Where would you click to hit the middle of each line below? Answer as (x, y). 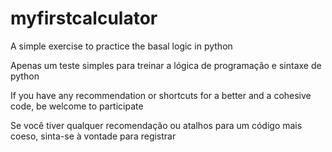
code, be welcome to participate (77, 106)
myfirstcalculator (84, 18)
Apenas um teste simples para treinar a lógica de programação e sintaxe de (166, 65)
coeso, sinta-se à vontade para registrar (93, 136)
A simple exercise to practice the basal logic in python (121, 46)
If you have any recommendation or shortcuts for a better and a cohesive (161, 95)
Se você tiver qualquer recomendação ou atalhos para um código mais (156, 125)
